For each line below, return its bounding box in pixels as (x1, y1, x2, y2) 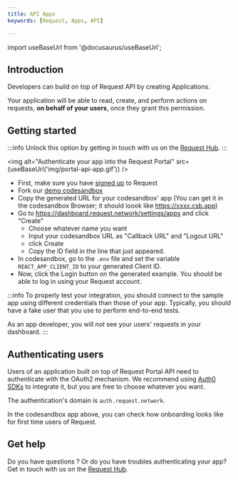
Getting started (7, 124, 77, 136)
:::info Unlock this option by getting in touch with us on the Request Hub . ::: (7, 143, 228, 152)
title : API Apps (7, 10, 56, 18)
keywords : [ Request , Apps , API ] (7, 17, 103, 24)
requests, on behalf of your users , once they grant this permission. (7, 104, 205, 113)
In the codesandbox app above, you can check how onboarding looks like (7, 409, 224, 418)
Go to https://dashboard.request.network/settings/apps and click (17, 209, 209, 218)
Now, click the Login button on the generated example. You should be (17, 270, 222, 278)
